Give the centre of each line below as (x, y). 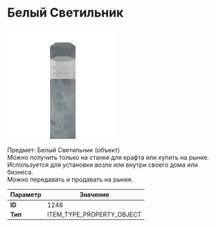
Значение (94, 194)
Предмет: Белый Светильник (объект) (64, 149)
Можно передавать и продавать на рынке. (70, 179)
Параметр (26, 194)
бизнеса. (20, 172)
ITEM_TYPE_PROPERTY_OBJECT (94, 214)
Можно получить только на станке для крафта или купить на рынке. (108, 157)
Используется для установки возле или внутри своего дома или (103, 165)
